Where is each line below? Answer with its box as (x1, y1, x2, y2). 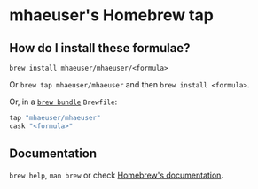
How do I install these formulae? (9, 41, 191, 56)
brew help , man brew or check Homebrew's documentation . (9, 170, 224, 180)
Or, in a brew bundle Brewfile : (9, 96, 118, 107)
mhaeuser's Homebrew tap (9, 5, 215, 26)
